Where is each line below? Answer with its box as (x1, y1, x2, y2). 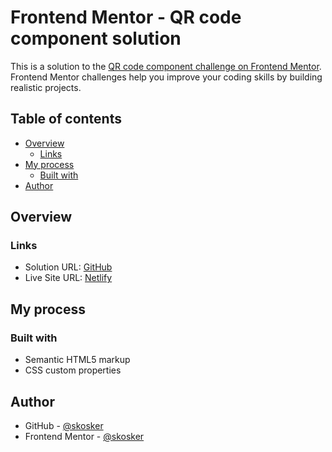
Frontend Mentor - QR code (10, 6, 242, 29)
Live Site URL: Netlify (24, 272, 113, 284)
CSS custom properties (24, 364, 122, 376)
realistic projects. (10, 81, 82, 93)
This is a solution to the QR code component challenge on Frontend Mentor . (10, 60, 322, 72)
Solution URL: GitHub (24, 261, 113, 273)
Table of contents (10, 111, 122, 128)
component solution (10, 27, 182, 50)
